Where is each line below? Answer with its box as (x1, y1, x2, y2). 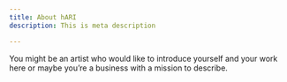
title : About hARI (9, 12, 77, 22)
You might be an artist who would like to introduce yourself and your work (9, 53, 278, 63)
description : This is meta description (9, 21, 156, 30)
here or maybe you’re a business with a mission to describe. (9, 63, 228, 73)
